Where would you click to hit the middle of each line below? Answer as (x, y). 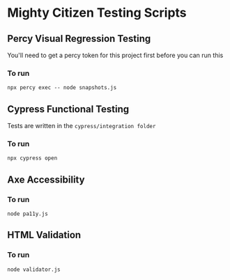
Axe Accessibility (46, 179)
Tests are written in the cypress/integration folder (82, 126)
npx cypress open (32, 158)
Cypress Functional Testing (68, 109)
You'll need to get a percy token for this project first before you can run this (115, 55)
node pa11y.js (28, 214)
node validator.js (34, 270)
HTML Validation (44, 235)
